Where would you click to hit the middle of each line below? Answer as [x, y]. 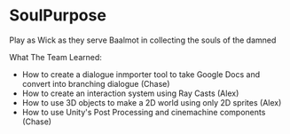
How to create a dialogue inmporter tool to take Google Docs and [141, 74]
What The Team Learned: [55, 57]
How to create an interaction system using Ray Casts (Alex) [130, 93]
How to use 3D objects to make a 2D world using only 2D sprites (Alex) [152, 102]
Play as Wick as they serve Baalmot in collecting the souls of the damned [143, 40]
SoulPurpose [58, 16]
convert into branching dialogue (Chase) [96, 83]
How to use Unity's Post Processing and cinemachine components [144, 112]
